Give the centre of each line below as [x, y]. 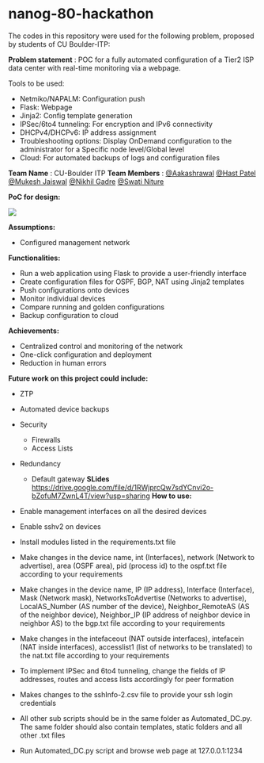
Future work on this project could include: [78, 378]
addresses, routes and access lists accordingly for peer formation [127, 679]
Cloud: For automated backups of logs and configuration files [119, 157]
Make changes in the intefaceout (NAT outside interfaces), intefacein [132, 638]
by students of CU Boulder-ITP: [59, 44]
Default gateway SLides [70, 479]
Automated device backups [64, 408]
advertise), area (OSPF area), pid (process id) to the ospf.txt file [123, 566]
